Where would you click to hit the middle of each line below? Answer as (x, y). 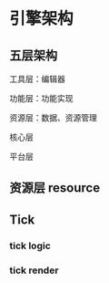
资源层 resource (55, 188)
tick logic (30, 246)
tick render (34, 270)
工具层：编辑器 (37, 79)
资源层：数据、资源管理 (53, 118)
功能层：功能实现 (41, 98)
